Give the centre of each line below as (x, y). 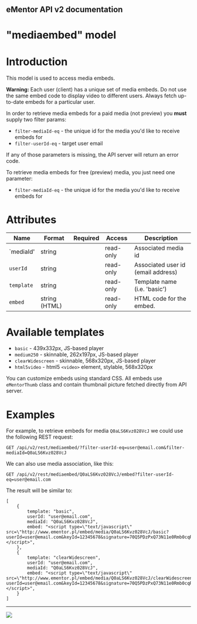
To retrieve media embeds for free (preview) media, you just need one (91, 172)
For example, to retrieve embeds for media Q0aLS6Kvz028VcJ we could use (95, 431)
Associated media (159, 248)
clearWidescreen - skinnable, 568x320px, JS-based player (85, 361)
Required (86, 238)
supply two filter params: (36, 119)
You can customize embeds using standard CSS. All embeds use (84, 378)
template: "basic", (51, 512)
